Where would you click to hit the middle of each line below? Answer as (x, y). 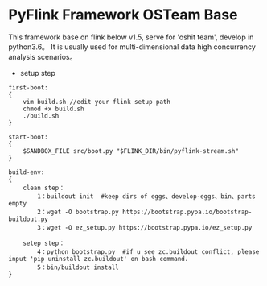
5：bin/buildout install (78, 267)
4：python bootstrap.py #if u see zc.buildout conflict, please (148, 251)
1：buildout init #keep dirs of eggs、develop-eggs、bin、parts (146, 196)
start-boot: (28, 137)
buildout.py (28, 219)
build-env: (27, 172)
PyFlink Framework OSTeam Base (123, 15)
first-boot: (28, 87)
